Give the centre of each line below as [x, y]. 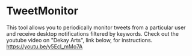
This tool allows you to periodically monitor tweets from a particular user [96, 27]
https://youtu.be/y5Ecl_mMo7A [45, 46]
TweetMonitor [42, 11]
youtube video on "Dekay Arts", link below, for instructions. [79, 40]
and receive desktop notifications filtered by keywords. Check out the [93, 33]
